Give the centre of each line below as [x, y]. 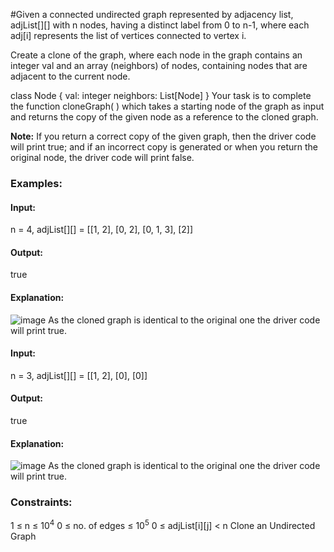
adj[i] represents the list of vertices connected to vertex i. [128, 35]
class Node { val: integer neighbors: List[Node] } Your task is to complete [161, 95]
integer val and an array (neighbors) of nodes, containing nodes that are [159, 65]
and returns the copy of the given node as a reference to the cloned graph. [164, 117]
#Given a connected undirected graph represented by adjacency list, [152, 14]
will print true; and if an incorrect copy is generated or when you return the [164, 147]
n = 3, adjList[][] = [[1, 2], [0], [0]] [79, 375]
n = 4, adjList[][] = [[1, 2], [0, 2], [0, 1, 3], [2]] [102, 230]
